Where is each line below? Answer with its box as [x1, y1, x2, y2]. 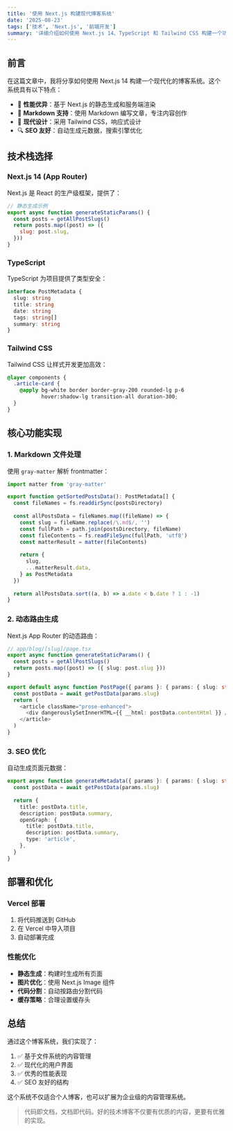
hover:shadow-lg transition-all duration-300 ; [41, 393, 178, 400]
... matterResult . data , [25, 564, 92, 572]
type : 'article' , [25, 836, 76, 843]
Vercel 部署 [7, 898, 46, 908]
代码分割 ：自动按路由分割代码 [17, 986, 103, 995]
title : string [13, 301, 54, 308]
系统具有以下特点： [7, 85, 62, 94]
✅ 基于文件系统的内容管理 [17, 1052, 92, 1060]
